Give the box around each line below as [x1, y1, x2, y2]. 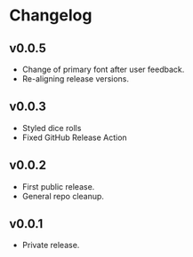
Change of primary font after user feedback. [21, 64, 185, 74]
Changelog [9, 5, 92, 26]
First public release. [21, 181, 95, 191]
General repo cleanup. [21, 191, 105, 201]
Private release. [21, 240, 80, 251]
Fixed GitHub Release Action [21, 132, 127, 143]
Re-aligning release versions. [21, 74, 130, 84]
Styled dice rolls [21, 122, 82, 133]
